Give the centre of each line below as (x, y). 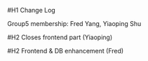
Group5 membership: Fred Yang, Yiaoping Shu (74, 23)
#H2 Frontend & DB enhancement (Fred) (66, 51)
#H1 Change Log (32, 10)
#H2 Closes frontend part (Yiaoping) (60, 37)
